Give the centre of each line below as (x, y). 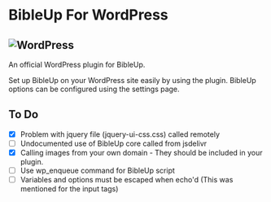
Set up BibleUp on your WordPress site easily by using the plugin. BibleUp (132, 80)
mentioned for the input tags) (69, 189)
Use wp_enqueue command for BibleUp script (97, 170)
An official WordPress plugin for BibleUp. (77, 64)
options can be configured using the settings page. (94, 89)
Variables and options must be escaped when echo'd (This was (127, 180)
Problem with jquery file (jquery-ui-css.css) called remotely (120, 134)
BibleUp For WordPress (88, 15)
